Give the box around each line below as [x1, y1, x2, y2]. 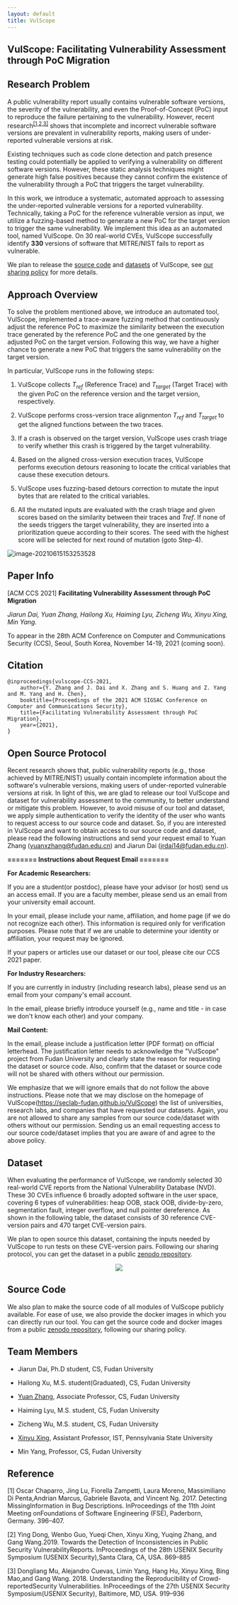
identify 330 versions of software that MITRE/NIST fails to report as [7, 239, 205, 248]
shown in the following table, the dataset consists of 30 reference [7, 1214, 199, 1222]
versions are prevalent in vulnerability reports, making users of [7, 129, 190, 137]
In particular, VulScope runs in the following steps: [7, 366, 154, 375]
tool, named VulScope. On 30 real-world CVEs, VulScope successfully [7, 232, 213, 240]
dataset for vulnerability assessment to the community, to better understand [7, 796, 229, 805]
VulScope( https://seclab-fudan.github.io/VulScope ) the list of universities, [7, 1099, 224, 1107]
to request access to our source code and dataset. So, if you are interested [7, 819, 227, 827]
